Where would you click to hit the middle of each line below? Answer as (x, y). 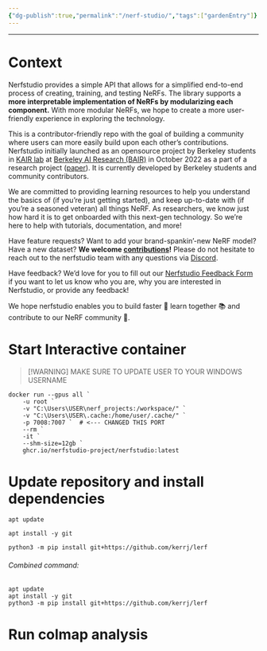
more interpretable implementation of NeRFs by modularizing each (121, 101)
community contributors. (48, 176)
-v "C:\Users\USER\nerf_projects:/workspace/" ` (104, 408)
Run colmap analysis (78, 634)
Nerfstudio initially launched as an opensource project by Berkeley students (132, 150)
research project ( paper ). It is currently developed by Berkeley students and (132, 167)
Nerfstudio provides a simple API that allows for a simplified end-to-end (126, 84)
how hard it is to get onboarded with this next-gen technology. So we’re (126, 216)
